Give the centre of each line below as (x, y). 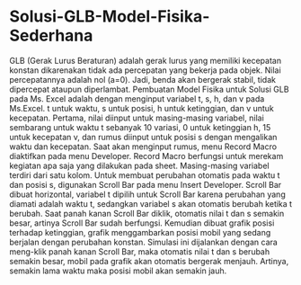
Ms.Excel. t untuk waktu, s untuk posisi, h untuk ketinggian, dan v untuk (142, 108)
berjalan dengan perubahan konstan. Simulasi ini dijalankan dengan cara (144, 242)
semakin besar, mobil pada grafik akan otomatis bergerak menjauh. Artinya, (149, 261)
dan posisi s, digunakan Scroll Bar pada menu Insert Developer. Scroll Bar (146, 184)
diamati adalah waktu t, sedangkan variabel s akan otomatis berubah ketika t (151, 203)
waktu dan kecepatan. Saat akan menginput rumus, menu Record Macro (143, 147)
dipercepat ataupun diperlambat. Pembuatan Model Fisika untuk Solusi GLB (149, 89)
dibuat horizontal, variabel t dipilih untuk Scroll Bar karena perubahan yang (147, 194)
